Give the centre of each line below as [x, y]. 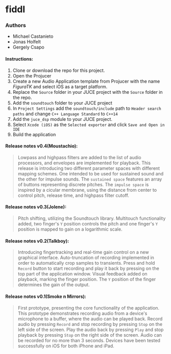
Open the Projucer [32, 75]
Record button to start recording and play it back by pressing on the [88, 268]
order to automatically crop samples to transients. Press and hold [86, 263]
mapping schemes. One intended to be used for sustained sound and [91, 173]
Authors [16, 26]
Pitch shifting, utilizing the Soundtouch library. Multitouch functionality [92, 218]
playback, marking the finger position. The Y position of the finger [87, 280]
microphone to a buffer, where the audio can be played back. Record [90, 319]
